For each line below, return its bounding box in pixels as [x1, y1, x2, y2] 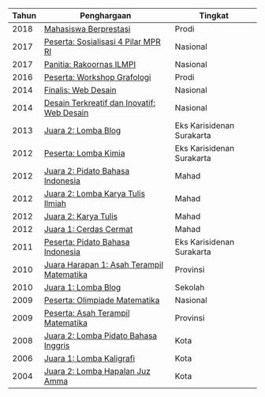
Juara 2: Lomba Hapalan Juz [43, 366, 151, 376]
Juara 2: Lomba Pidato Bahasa [43, 331, 158, 341]
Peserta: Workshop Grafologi [43, 72, 151, 82]
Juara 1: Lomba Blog [43, 282, 121, 293]
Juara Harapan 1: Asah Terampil [43, 260, 164, 270]
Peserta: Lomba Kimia [43, 148, 125, 159]
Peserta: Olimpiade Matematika [43, 295, 160, 305]
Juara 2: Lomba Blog [43, 125, 121, 136]
